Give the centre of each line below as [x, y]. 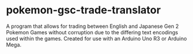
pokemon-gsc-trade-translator [84, 10]
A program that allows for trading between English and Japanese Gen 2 [92, 26]
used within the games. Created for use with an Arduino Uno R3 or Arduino [97, 38]
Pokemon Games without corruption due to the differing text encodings [92, 32]
